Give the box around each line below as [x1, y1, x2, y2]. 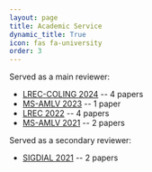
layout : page [9, 13, 58, 23]
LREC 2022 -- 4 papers [22, 108, 110, 119]
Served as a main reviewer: [9, 71, 111, 82]
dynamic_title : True [9, 30, 87, 39]
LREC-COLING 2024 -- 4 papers [22, 89, 144, 100]
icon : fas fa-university [9, 38, 103, 48]
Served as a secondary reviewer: [9, 135, 132, 146]
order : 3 [9, 47, 42, 56]
